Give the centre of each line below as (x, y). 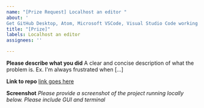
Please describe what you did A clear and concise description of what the (100, 63)
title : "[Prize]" (28, 29)
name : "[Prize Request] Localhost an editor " (67, 12)
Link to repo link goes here (40, 81)
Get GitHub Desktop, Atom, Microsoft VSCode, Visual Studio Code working (102, 23)
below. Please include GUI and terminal (56, 99)
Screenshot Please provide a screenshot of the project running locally (95, 93)
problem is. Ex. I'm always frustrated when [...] (65, 70)
